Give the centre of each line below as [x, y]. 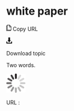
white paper [37, 11]
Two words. [21, 65]
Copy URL [25, 29]
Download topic [26, 53]
